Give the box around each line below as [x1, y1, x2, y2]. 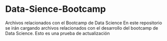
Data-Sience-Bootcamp [5, 3, 106, 15]
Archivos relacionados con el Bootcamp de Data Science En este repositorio [5, 20, 162, 26]
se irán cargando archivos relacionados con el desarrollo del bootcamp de [5, 25, 158, 31]
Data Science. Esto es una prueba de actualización [5, 30, 110, 36]
